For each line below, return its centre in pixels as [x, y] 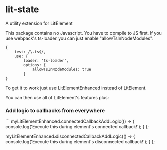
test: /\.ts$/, [30, 52]
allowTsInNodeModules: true [62, 69]
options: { [35, 65]
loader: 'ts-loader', [46, 61]
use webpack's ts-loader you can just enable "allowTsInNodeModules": [79, 38]
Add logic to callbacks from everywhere [55, 110]
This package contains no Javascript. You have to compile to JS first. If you [84, 33]
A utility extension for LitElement [39, 23]
